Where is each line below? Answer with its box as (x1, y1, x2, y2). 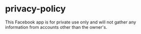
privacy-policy (5, 3, 66, 14)
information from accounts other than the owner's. (5, 24, 107, 30)
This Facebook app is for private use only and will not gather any (5, 19, 137, 25)
